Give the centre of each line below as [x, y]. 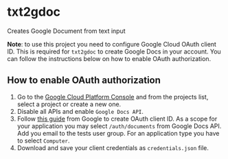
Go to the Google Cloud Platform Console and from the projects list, [113, 97]
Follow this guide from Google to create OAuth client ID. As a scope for [117, 119]
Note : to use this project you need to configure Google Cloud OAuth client [112, 44]
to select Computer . [43, 140]
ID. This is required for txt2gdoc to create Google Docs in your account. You [114, 51]
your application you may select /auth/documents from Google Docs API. [119, 126]
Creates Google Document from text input [66, 31]
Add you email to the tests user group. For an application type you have [118, 133]
